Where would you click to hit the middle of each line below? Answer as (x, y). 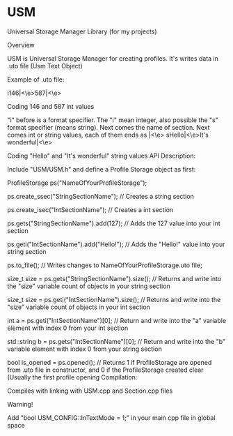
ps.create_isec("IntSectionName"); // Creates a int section (90, 209)
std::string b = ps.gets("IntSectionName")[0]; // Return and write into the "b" (116, 341)
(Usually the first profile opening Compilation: (72, 377)
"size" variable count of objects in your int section (79, 307)
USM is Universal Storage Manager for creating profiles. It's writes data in (113, 58)
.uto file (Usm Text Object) (45, 66)
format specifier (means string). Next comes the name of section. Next (109, 127)
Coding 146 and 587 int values (51, 106)
